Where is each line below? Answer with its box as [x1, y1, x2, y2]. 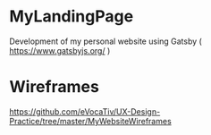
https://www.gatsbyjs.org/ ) [9, 45, 111, 55]
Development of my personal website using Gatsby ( [9, 36, 203, 46]
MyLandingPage [9, 6, 134, 27]
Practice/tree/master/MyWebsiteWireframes [9, 115, 172, 126]
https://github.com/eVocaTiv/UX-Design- [9, 105, 161, 117]
